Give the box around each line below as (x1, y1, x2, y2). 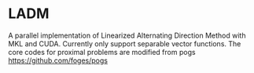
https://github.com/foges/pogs (8, 56, 109, 65)
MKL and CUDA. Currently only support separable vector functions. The (8, 38, 241, 48)
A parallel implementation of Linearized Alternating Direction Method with (8, 31, 246, 40)
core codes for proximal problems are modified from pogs (8, 47, 196, 57)
